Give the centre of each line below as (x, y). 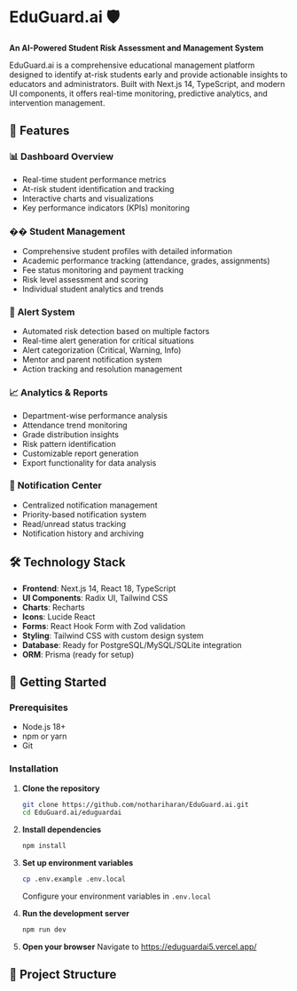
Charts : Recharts (54, 607)
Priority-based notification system (84, 514)
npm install (44, 846)
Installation (34, 769)
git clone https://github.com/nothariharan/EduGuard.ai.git (135, 804)
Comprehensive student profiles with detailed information (127, 251)
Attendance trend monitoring (74, 425)
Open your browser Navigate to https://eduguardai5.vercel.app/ (139, 947)
